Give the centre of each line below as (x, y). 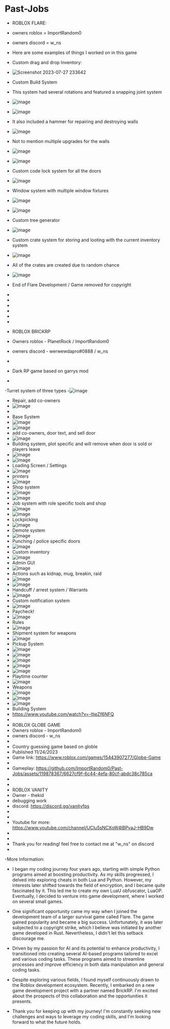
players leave (26, 449)
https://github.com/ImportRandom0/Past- (79, 768)
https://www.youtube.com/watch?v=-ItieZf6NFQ (63, 714)
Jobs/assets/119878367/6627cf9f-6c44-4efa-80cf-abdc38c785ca (82, 774)
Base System (26, 417)
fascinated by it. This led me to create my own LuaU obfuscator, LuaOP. (88, 891)
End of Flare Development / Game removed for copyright (72, 284)
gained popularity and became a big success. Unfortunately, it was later (88, 922)
